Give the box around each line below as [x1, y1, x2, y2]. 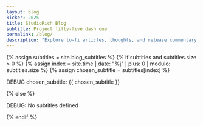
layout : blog [6, 8, 40, 15]
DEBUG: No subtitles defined [6, 102, 79, 109]
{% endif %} [6, 113, 38, 121]
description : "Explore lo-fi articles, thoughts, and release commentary [6, 37, 198, 43]
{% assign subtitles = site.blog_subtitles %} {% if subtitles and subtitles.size [6, 54, 197, 61]
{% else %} [6, 90, 35, 97]
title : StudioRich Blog [6, 20, 67, 26]
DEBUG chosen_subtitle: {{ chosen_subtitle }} [6, 78, 120, 85]
